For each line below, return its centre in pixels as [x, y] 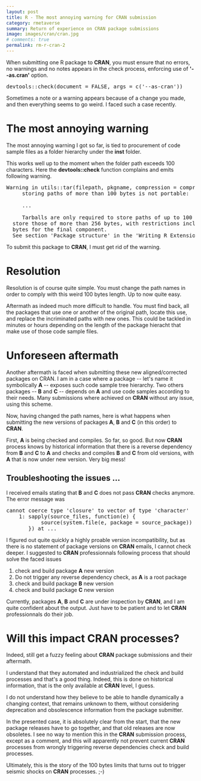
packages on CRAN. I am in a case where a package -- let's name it [90, 378]
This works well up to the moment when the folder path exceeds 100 [91, 163]
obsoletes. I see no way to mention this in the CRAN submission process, [96, 734]
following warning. [29, 176]
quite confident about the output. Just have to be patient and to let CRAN [96, 608]
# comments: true [28, 40]
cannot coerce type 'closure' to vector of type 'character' [98, 510]
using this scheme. [29, 404]
